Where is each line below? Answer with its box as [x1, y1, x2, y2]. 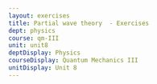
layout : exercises [8, 11, 70, 20]
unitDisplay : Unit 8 [8, 64, 78, 72]
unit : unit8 [8, 42, 48, 50]
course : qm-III [8, 34, 60, 42]
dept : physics [8, 26, 56, 34]
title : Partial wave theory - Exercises [8, 19, 150, 27]
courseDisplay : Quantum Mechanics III [8, 57, 138, 65]
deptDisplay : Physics [8, 49, 81, 57]
